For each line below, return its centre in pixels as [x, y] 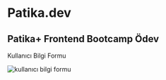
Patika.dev [40, 13]
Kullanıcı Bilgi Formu [37, 55]
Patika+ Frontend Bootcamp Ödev [83, 39]
